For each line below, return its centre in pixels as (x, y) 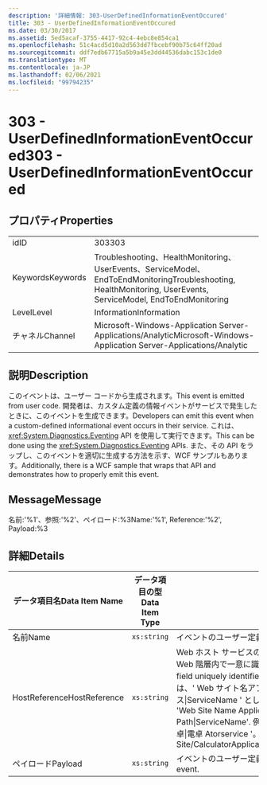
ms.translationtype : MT (48, 61)
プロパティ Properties (61, 221)
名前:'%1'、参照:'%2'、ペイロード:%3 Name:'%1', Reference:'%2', (115, 520)
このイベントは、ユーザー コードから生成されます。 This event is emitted (126, 396)
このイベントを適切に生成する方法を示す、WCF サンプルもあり (138, 455)
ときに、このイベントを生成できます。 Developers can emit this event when (131, 416)
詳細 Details (37, 555)
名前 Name (31, 637)
